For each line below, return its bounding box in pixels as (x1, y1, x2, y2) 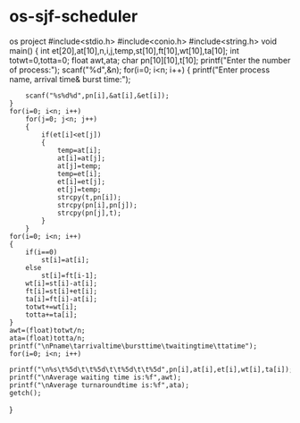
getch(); (9, 388, 42, 397)
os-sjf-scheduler (9, 6, 138, 27)
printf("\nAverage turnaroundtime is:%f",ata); (9, 380, 190, 390)
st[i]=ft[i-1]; (41, 271, 98, 280)
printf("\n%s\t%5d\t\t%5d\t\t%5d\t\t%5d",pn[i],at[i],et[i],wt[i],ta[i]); (9, 365, 294, 374)
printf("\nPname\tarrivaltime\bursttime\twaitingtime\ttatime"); (9, 342, 257, 351)
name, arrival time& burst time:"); (9, 73, 131, 84)
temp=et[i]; (56, 169, 102, 178)
